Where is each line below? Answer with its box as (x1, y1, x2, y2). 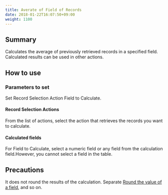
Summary (5, 35, 37, 44)
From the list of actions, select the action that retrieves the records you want (5, 118, 163, 124)
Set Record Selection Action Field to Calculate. (5, 95, 102, 101)
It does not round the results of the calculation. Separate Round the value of (5, 179, 162, 185)
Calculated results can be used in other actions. (5, 54, 104, 60)
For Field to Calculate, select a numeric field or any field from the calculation (5, 146, 163, 152)
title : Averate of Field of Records (5, 7, 82, 13)
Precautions (5, 165, 44, 174)
